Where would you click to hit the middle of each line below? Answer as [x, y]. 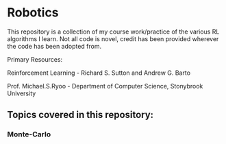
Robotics [33, 13]
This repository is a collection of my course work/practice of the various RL [113, 32]
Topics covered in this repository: [80, 115]
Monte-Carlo [29, 134]
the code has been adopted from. [54, 46]
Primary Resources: [35, 59]
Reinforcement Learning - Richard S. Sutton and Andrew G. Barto [99, 73]
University [22, 93]
